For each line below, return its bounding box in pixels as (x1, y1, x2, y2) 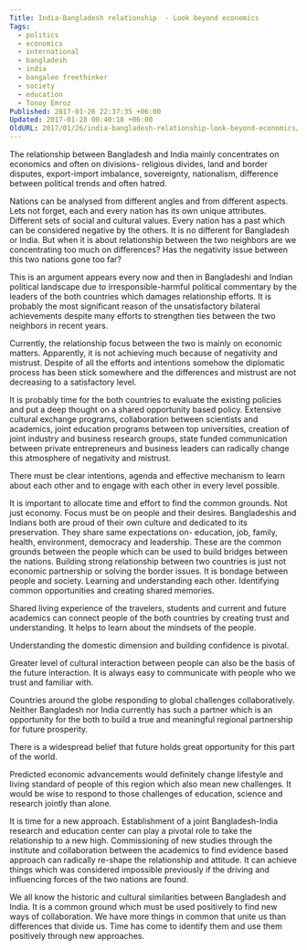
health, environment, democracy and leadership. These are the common (9, 536, 281, 547)
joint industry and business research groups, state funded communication (9, 433, 288, 444)
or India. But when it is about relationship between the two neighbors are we (9, 235, 297, 245)
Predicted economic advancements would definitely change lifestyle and (9, 769, 283, 779)
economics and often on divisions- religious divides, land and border (9, 159, 268, 169)
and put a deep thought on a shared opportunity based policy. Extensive (9, 404, 281, 415)
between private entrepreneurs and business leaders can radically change (9, 443, 290, 453)
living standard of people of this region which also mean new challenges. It (9, 778, 292, 789)
